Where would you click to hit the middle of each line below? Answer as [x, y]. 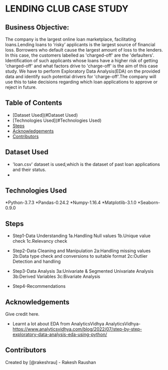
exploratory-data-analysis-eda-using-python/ [60, 334]
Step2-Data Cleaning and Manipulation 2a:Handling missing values [81, 251]
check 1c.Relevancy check [40, 241]
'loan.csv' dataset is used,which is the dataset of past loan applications [86, 164]
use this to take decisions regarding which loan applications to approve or [81, 82]
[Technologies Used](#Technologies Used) [57, 120]
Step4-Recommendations [39, 286]
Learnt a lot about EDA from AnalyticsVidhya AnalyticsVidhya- [76, 324]
